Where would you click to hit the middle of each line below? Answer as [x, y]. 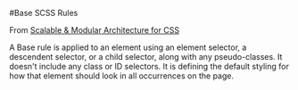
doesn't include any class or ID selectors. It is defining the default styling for [149, 66]
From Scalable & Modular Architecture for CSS [95, 30]
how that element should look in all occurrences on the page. [122, 76]
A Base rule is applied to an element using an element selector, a [128, 47]
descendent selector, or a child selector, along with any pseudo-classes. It [146, 57]
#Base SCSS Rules [44, 13]
